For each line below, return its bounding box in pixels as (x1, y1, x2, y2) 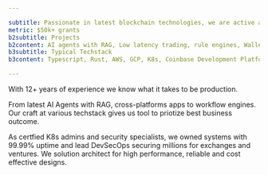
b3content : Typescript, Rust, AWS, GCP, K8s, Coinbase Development (8, 56, 238, 64)
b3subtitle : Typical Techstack (8, 49, 112, 56)
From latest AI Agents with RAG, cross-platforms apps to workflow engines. (8, 100, 257, 109)
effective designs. (8, 157, 68, 167)
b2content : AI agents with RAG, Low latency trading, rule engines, (8, 41, 241, 49)
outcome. (8, 117, 40, 126)
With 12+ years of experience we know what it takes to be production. (8, 84, 238, 94)
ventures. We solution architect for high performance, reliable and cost (8, 149, 241, 158)
